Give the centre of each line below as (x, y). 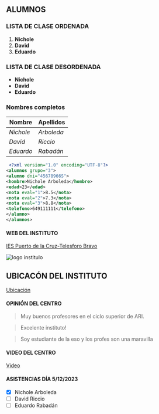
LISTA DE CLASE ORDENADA (48, 26)
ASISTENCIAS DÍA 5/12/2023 (42, 379)
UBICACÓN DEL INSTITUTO (57, 276)
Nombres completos (36, 107)
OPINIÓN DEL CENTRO (34, 303)
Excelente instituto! (43, 328)
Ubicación (18, 290)
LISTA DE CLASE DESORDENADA (53, 67)
